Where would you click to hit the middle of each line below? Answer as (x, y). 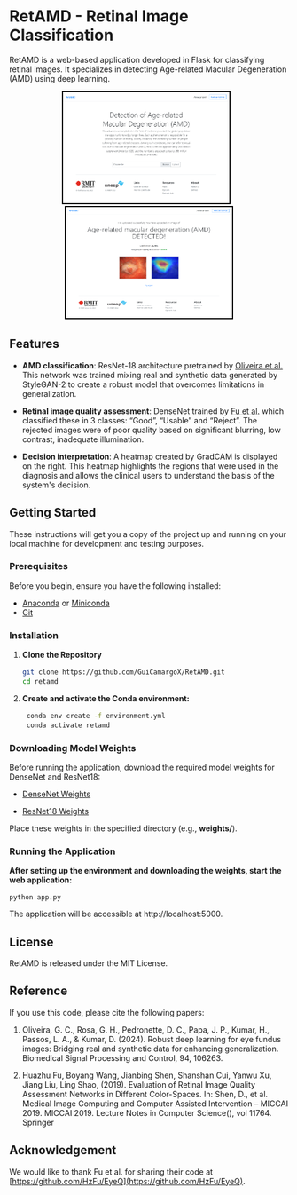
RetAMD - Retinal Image (99, 16)
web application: (41, 880)
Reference (39, 991)
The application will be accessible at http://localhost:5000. (116, 914)
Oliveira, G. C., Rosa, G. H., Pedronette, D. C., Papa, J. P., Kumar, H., (146, 1029)
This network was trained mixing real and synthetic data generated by (150, 375)
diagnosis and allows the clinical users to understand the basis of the (148, 475)
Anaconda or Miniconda (66, 603)
